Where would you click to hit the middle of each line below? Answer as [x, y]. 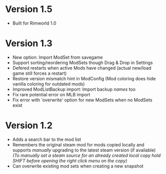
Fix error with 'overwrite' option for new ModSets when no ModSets [82, 100]
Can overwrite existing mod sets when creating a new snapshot [78, 166]
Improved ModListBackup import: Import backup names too [74, 89]
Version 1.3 [29, 43]
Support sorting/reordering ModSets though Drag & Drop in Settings [82, 62]
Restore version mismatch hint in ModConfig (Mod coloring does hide [84, 78]
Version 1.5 [29, 9]
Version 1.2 [29, 126]
